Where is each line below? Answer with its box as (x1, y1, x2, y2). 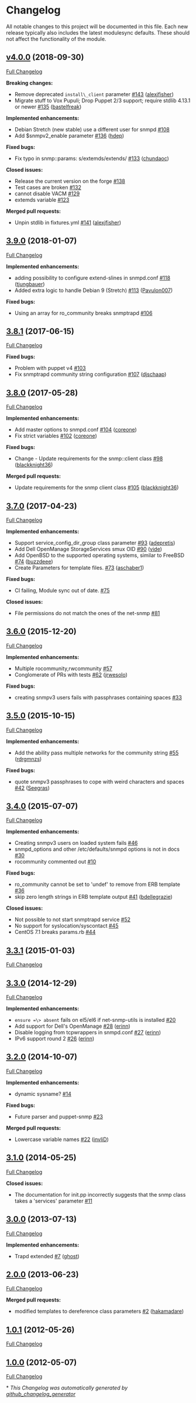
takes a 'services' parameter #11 (14, 1197, 92, 1204)
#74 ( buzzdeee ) (14, 558, 53, 565)
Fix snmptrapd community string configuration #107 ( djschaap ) (14, 371, 167, 378)
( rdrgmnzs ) (14, 755, 42, 762)
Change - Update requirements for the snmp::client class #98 (14, 455, 163, 462)
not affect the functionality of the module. (6, 35, 106, 42)
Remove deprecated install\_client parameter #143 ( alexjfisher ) (14, 90, 174, 97)
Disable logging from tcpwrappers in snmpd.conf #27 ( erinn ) (14, 1029, 161, 1036)
